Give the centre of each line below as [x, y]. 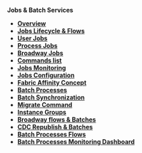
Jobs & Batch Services [41, 10]
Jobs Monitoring [42, 68]
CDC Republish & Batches [55, 127]
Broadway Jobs [40, 53]
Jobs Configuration [46, 75]
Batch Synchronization [51, 97]
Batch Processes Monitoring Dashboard [76, 142]
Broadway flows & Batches [56, 120]
